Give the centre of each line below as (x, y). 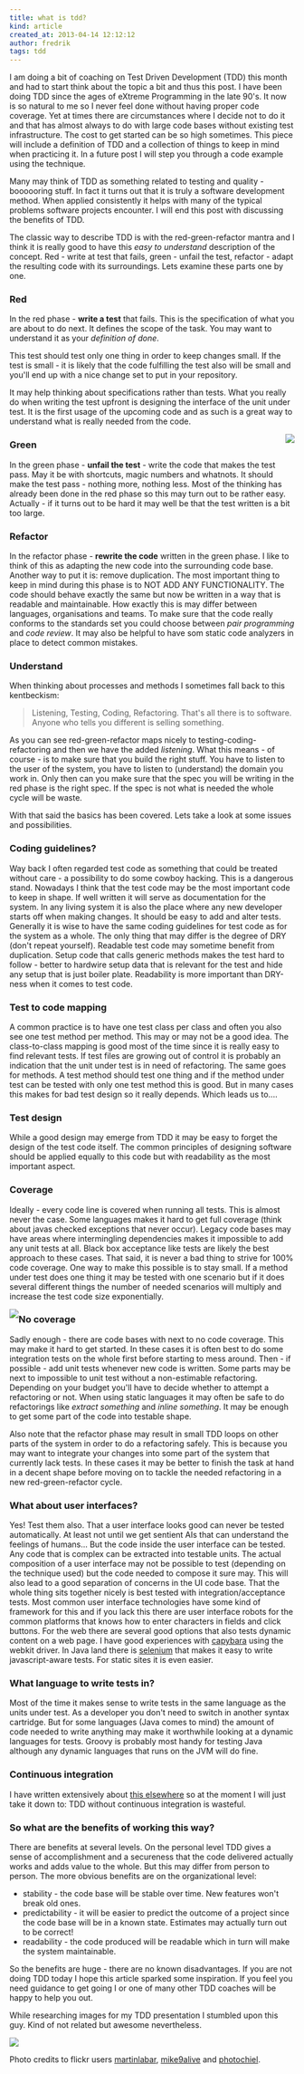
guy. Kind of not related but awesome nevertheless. (105, 2024)
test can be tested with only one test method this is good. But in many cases (152, 1084)
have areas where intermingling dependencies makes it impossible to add (147, 1238)
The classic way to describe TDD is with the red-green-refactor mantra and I (152, 237)
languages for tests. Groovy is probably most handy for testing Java (136, 1742)
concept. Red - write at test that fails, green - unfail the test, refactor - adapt (152, 257)
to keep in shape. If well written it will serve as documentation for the (138, 897)
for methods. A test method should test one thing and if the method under (147, 1075)
